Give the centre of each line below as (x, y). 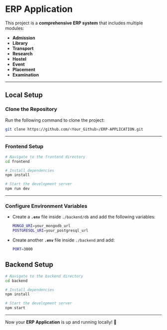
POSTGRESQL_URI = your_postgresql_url (50, 231)
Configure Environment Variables (46, 206)
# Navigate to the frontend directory (45, 157)
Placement (24, 69)
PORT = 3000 (23, 249)
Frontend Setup (24, 147)
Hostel (19, 59)
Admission (24, 38)
